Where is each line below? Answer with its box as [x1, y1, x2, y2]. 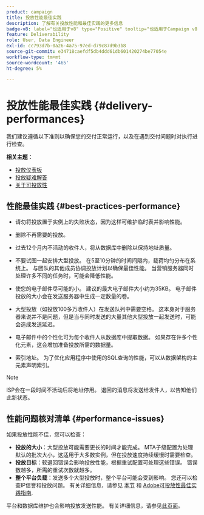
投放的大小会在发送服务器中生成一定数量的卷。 [15, 293, 132, 300]
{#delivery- [93, 98, 153, 112]
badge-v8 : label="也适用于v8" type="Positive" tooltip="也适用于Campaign [6, 26, 189, 32]
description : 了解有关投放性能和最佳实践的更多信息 [6, 20, 123, 26]
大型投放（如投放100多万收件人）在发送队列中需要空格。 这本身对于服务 [15, 305, 196, 313]
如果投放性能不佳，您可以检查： [6, 431, 86, 438]
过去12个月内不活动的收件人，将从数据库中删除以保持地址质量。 [15, 244, 175, 251]
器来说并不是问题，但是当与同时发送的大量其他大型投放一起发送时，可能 [15, 313, 196, 321]
